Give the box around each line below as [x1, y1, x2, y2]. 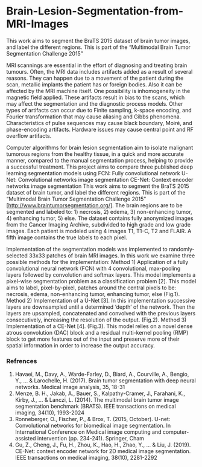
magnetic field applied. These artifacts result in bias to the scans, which [6, 94, 185, 101]
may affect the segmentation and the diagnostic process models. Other [6, 100, 183, 107]
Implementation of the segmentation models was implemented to [6, 245, 168, 253]
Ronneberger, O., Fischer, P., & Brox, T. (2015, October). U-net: [14, 416, 171, 423]
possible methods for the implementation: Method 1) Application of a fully [6, 258, 189, 265]
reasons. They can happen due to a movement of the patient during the [6, 74, 184, 82]
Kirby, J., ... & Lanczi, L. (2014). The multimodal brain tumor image [14, 396, 179, 404]
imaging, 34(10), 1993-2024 [14, 409, 84, 416]
